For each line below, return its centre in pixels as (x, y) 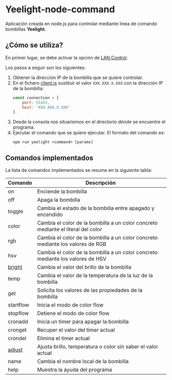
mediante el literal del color (70, 229)
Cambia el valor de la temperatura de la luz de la (95, 275)
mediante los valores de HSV (72, 259)
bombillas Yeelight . (26, 29)
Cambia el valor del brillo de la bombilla (84, 267)
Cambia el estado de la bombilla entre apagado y (96, 208)
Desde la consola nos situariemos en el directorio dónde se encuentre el (89, 122)
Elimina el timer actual (63, 338)
